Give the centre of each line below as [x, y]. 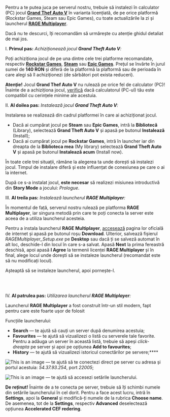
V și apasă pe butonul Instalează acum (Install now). [68, 152]
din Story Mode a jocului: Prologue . [42, 188]
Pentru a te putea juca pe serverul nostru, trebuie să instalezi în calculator [82, 7]
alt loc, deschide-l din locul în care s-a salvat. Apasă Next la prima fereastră [85, 244]
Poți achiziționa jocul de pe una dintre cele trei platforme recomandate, [79, 58]
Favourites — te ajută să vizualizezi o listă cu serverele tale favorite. [84, 336]
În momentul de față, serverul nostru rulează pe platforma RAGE [72, 207]
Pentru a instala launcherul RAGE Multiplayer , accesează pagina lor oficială [84, 228]
